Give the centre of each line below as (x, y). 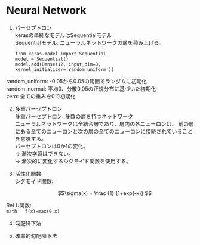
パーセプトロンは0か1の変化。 (52, 146)
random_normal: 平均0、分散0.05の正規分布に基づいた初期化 (81, 89)
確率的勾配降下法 (36, 235)
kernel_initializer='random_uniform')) (64, 69)
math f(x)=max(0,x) (33, 211)
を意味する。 (30, 138)
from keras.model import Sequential (60, 54)
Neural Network (46, 10)
